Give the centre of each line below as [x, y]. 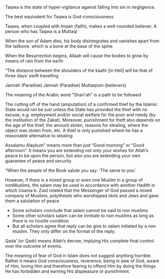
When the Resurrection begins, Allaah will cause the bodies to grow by [77, 56]
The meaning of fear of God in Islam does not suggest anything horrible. [78, 256]
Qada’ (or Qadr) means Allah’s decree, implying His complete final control [80, 241]
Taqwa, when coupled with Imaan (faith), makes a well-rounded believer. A [81, 26]
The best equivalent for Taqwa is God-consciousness [59, 16]
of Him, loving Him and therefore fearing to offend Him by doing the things [81, 266]
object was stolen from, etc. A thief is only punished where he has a [74, 130]
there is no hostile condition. [41, 221]
